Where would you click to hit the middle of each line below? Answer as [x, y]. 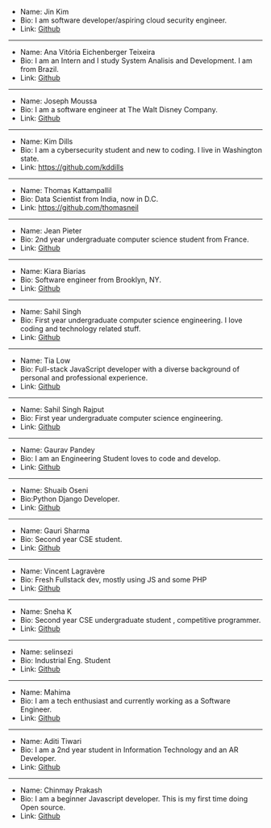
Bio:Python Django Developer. [70, 499]
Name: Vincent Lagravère [63, 571]
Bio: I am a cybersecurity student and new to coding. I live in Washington [141, 150]
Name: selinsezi [46, 652]
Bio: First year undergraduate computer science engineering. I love [131, 320]
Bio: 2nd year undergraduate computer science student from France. [134, 239]
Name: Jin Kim [44, 12]
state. [29, 158]
